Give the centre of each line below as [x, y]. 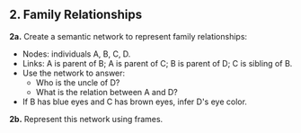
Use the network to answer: [74, 73]
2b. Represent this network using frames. [86, 119]
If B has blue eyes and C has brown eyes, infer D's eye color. [134, 102]
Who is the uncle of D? [78, 82]
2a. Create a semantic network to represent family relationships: [128, 36]
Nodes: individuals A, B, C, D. [76, 54]
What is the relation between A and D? [106, 92]
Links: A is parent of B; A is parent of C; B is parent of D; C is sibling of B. [157, 63]
